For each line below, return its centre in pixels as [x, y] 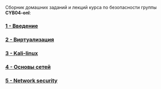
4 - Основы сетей [28, 67]
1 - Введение [22, 26]
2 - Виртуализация [30, 39]
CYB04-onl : [18, 13]
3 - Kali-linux [22, 53]
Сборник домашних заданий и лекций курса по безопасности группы [81, 7]
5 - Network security [31, 80]
